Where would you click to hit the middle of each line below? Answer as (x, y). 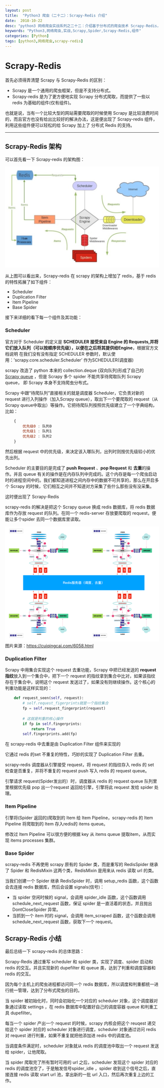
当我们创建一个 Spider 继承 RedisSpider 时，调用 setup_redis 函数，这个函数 (82, 881)
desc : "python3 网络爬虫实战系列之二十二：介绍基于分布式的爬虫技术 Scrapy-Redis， (83, 26)
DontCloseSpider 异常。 (36, 909)
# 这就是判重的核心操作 (43, 719)
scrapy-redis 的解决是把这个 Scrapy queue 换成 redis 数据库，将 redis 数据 (80, 507)
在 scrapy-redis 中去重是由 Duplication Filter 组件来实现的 (63, 744)
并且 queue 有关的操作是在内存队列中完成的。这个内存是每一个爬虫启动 (85, 474)
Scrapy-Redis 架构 (33, 147)
